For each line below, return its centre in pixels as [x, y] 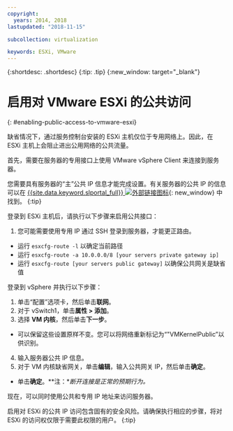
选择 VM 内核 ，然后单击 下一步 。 [64, 320]
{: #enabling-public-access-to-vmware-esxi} [72, 122]
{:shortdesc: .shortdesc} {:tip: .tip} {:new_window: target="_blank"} [104, 72]
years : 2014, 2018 [40, 20]
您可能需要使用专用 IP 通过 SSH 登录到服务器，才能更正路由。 [106, 231]
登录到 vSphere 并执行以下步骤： [55, 287]
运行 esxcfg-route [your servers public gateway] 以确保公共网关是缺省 [121, 264]
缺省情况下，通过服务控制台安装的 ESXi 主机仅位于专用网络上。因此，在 [111, 136]
